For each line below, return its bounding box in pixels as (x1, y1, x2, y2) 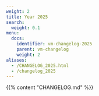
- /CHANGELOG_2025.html (11, 62, 69, 69)
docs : (11, 35, 25, 41)
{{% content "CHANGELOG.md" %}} (6, 84, 94, 91)
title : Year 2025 (6, 14, 48, 20)
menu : (6, 30, 19, 36)
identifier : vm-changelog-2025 (16, 41, 93, 47)
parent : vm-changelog (16, 47, 69, 52)
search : (6, 19, 25, 25)
